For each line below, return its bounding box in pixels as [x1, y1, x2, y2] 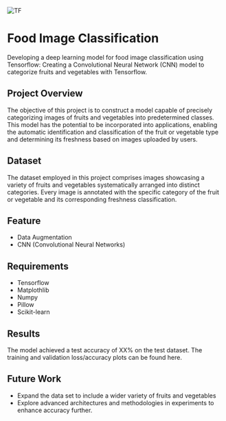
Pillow [16, 301, 34, 309]
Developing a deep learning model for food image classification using [7, 53, 204, 61]
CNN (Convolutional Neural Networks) [16, 240, 126, 249]
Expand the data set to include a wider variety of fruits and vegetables [16, 391, 216, 400]
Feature [7, 215, 41, 227]
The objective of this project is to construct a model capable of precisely [7, 106, 213, 114]
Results [7, 328, 41, 339]
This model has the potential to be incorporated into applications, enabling [7, 120, 218, 128]
